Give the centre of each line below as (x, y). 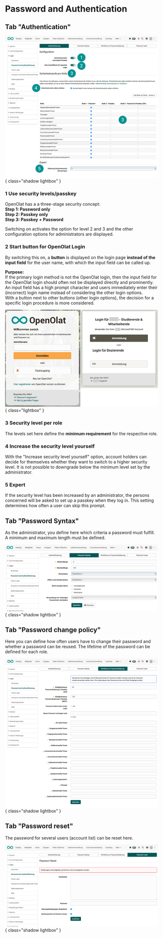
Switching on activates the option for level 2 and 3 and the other (69, 229)
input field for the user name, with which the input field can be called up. (78, 263)
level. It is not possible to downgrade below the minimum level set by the (78, 467)
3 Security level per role (34, 423)
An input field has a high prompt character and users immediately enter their (81, 287)
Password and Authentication (66, 9)
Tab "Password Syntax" (42, 521)
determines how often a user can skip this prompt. (55, 506)
